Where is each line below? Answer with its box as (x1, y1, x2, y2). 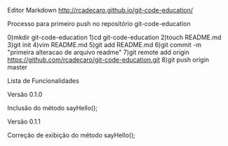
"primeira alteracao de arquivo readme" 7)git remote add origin (7, 48, 189, 56)
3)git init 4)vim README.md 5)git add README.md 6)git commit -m (7, 41, 202, 48)
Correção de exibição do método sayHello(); (7, 131, 135, 139)
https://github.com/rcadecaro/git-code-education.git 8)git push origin (7, 55, 209, 64)
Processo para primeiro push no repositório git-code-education (7, 20, 191, 27)
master (7, 63, 28, 71)
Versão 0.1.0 (7, 91, 43, 98)
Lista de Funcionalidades (7, 77, 79, 85)
